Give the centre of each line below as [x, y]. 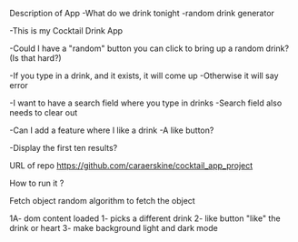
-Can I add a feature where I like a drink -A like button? [112, 130]
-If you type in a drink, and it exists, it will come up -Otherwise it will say [144, 76]
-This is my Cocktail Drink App [66, 30]
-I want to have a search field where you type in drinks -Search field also [146, 103]
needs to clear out [44, 112]
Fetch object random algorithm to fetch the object [102, 201]
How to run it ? [37, 183]
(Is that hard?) [35, 58]
